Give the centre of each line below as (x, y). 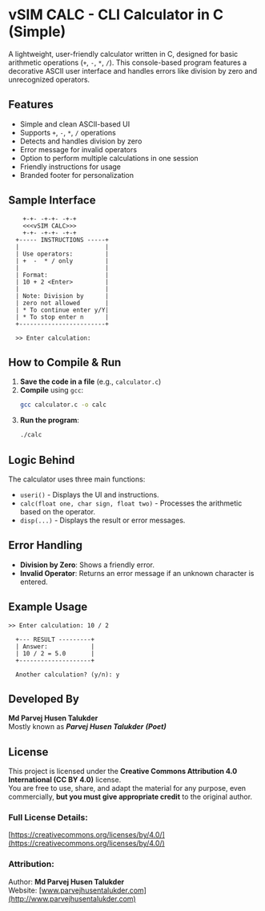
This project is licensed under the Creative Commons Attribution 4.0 (123, 772)
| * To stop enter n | (62, 317)
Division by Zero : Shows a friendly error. (87, 564)
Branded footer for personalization (77, 175)
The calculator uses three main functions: (77, 479)
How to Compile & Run (65, 362)
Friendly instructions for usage (70, 167)
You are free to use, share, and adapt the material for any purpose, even (127, 788)
